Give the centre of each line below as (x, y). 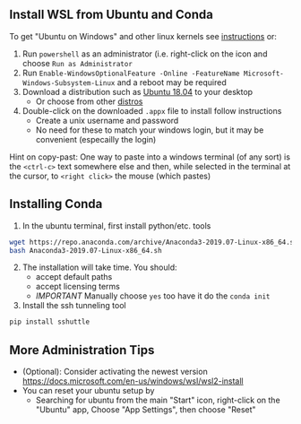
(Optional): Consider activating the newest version (115, 372)
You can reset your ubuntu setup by (88, 391)
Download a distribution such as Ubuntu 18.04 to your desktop (138, 91)
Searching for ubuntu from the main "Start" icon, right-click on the (158, 400)
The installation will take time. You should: (99, 267)
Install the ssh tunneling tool (74, 306)
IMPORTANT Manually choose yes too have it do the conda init (153, 296)
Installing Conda (56, 204)
